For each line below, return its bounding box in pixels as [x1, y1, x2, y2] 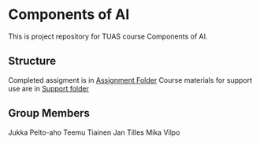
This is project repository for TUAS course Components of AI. [8, 32, 208, 41]
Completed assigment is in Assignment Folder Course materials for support [8, 75, 253, 84]
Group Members [8, 106, 91, 120]
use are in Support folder [8, 84, 89, 93]
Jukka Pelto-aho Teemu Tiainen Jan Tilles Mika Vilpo [8, 128, 180, 137]
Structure [8, 54, 57, 68]
